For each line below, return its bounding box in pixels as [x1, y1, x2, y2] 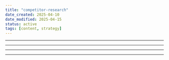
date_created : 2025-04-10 [5, 12, 59, 17]
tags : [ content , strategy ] [5, 26, 62, 31]
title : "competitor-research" [5, 7, 69, 13]
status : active [5, 21, 37, 27]
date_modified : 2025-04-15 [5, 17, 62, 22]
